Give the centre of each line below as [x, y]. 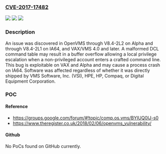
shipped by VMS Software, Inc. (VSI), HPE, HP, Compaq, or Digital [75, 75]
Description [20, 32]
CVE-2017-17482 [27, 7]
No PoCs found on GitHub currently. [43, 146]
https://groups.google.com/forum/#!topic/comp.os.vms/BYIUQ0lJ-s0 [86, 118]
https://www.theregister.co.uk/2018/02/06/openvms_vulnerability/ [82, 123]
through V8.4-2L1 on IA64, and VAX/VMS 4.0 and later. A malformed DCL [82, 48]
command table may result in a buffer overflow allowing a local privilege [81, 54]
